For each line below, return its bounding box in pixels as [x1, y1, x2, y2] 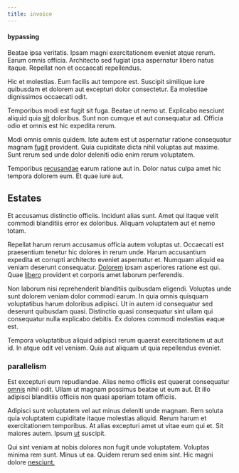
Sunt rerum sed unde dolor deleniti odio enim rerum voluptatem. [7, 150, 196, 159]
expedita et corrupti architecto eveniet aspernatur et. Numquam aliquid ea [7, 255, 225, 264]
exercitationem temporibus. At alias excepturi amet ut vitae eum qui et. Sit [7, 421, 224, 430]
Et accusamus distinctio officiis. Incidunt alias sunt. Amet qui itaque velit [7, 211, 218, 219]
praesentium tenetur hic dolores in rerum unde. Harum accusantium [7, 247, 206, 256]
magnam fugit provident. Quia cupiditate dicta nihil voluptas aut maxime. [7, 142, 220, 151]
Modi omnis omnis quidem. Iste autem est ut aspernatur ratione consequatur [7, 135, 232, 143]
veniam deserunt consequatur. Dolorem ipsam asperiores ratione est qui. [7, 263, 221, 271]
